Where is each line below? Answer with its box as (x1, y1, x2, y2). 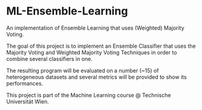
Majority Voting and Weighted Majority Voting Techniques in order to (6, 48, 177, 56)
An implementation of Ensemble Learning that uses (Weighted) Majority (6, 24, 184, 31)
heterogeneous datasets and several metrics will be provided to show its (6, 73, 187, 80)
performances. (6, 80, 44, 87)
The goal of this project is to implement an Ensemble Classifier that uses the (6, 42, 197, 50)
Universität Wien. (6, 98, 50, 105)
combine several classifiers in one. (6, 55, 93, 62)
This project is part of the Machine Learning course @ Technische (6, 91, 171, 99)
